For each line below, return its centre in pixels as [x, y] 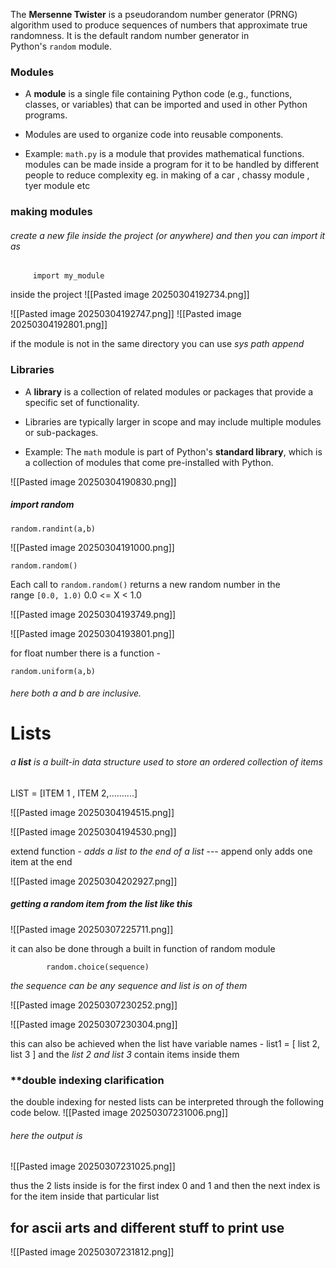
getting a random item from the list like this [101, 904]
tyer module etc [57, 186]
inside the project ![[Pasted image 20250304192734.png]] [130, 295]
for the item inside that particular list [85, 1196]
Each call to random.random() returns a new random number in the [145, 584]
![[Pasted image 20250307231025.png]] [93, 1166]
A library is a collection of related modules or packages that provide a [169, 391]
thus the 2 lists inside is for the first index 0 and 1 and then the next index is [165, 1186]
